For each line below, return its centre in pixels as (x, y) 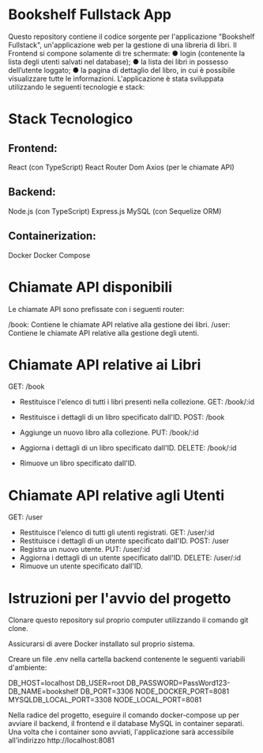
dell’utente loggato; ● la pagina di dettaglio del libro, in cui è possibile (122, 70)
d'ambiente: (28, 667)
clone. (19, 629)
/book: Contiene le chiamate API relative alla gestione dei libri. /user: (119, 324)
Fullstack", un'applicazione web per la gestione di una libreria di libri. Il (122, 44)
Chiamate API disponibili (90, 287)
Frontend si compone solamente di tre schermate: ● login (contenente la (126, 53)
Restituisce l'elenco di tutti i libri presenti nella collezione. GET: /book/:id (137, 402)
